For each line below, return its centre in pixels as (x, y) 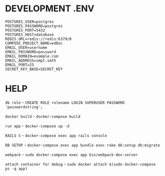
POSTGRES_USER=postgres (30, 22)
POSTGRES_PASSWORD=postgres (34, 26)
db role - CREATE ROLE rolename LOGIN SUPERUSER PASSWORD (65, 102)
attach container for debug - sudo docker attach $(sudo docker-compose (80, 164)
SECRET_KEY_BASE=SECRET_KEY (34, 69)
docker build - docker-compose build (43, 116)
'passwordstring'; (24, 107)
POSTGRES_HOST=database (30, 35)
